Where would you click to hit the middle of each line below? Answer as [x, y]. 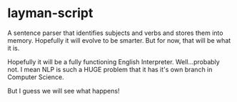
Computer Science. [36, 77]
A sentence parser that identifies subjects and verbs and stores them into [115, 33]
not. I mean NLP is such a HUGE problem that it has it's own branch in [110, 69]
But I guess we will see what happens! [64, 91]
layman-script [50, 13]
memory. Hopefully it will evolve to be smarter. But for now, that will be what [119, 40]
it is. [14, 48]
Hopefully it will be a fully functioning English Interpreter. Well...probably [114, 61]
